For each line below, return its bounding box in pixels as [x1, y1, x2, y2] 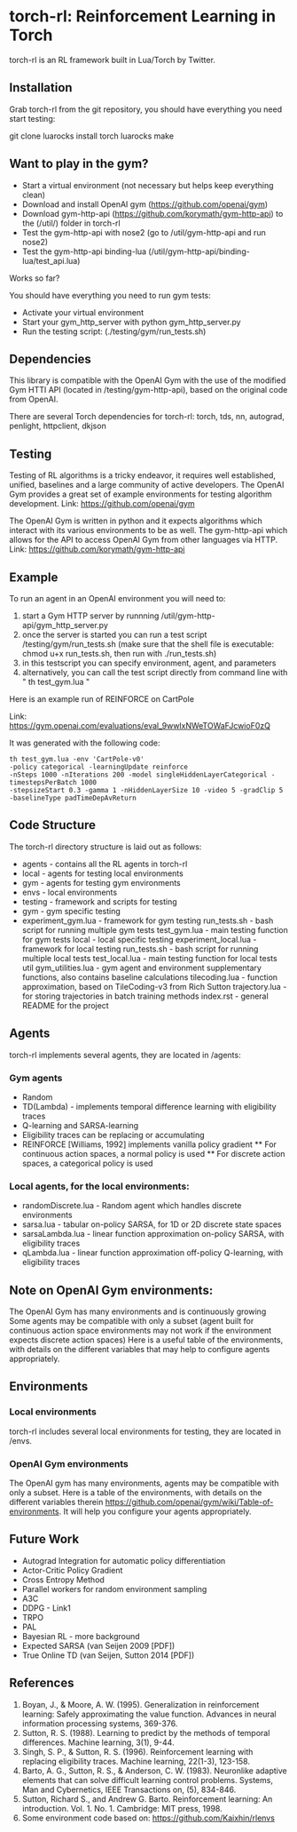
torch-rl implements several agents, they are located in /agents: [9, 1049, 241, 1060]
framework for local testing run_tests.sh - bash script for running [21, 944, 259, 954]
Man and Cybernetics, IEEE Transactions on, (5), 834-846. [21, 1784, 237, 1795]
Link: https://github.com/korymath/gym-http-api [9, 544, 185, 554]
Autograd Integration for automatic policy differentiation [21, 1555, 226, 1565]
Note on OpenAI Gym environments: [9, 1282, 214, 1298]
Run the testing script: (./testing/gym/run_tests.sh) [21, 326, 207, 337]
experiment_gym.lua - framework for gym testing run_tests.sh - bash [21, 915, 274, 926]
